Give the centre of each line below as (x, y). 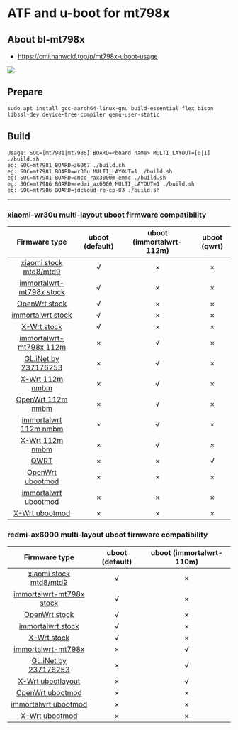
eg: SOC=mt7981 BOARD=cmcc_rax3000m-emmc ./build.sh (87, 178)
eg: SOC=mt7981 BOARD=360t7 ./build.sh (66, 165)
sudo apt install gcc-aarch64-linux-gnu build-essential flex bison (110, 108)
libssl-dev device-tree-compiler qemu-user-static (84, 114)
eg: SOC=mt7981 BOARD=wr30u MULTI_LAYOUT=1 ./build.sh (90, 171)
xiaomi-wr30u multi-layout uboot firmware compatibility (107, 215)
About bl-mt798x (46, 39)
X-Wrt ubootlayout (49, 682)
